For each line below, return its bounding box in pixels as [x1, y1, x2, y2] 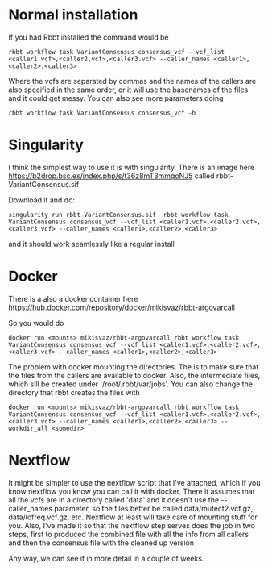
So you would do [8, 318, 64, 327]
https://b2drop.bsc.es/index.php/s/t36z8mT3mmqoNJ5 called [8, 171, 215, 181]
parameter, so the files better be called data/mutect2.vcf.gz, [53, 503, 254, 513]
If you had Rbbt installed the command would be [8, 32, 169, 42]
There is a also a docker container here [8, 294, 138, 303]
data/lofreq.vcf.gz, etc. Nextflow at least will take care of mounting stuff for [8, 512, 258, 522]
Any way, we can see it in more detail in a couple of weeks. [8, 553, 204, 563]
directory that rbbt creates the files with [8, 387, 140, 397]
